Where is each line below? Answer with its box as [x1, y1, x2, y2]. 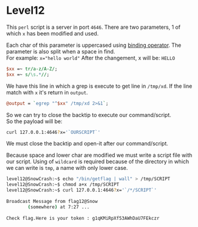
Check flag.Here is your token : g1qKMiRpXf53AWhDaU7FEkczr [6, 215, 160, 221]
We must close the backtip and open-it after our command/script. [6, 140, 169, 147]
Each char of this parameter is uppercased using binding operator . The [6, 41, 182, 49]
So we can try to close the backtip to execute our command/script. [6, 111, 172, 118]
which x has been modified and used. [6, 29, 99, 37]
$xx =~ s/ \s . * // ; [6, 71, 50, 77]
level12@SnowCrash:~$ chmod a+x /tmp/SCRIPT [6, 181, 119, 188]
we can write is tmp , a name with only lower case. [6, 165, 128, 172]
